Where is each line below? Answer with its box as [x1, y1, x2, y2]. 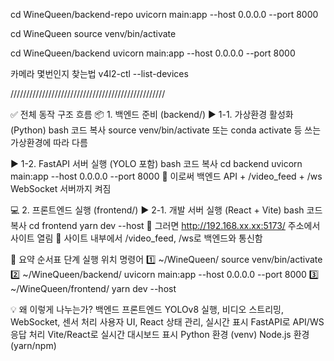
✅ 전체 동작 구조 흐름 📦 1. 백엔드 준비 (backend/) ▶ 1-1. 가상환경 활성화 [10, 109, 294, 120]
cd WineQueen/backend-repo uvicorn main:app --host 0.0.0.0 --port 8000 [10, 9, 319, 20]
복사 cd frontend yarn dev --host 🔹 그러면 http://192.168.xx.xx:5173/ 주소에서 [10, 220, 321, 231]
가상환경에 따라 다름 [10, 137, 88, 148]
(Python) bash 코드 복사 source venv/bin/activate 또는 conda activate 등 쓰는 [10, 124, 322, 136]
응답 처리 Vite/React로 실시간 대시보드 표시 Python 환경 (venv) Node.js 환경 [10, 329, 310, 340]
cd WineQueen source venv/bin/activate [10, 28, 177, 39]
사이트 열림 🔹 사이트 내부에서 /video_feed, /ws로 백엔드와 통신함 [10, 232, 263, 244]
